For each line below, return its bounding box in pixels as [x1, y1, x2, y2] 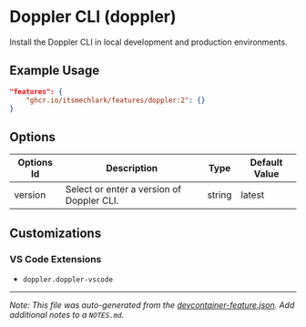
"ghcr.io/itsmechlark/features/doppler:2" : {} [25, 96, 206, 105]
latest [240, 189, 265, 201]
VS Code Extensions [9, 252, 102, 265]
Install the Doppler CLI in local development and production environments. [9, 36, 289, 47]
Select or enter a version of [65, 183, 182, 196]
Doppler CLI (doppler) [9, 6, 177, 27]
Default [250, 157, 283, 169]
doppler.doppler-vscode [22, 275, 114, 284]
